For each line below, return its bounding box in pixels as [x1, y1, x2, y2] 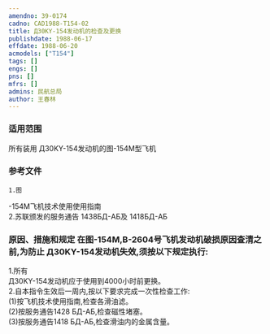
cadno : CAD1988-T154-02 [8, 20, 89, 28]
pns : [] [8, 72, 35, 80]
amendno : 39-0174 [8, 11, 67, 20]
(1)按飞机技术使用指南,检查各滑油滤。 [8, 297, 133, 306]
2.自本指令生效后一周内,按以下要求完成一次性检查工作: [8, 286, 190, 297]
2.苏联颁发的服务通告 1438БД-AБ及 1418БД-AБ [8, 211, 168, 221]
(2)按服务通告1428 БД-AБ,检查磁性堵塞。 [8, 306, 148, 317]
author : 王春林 [8, 95, 56, 103]
